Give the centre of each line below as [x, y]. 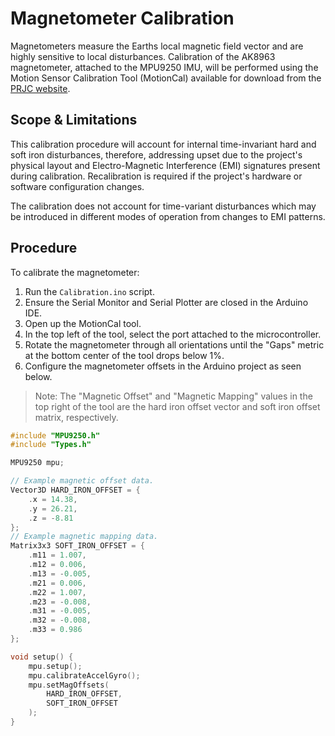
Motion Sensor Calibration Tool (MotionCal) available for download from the [166, 78]
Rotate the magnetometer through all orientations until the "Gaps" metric [174, 344]
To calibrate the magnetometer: [75, 272]
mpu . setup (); [55, 666]
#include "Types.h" [51, 445]
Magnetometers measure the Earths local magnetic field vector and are [157, 46]
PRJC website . [40, 88]
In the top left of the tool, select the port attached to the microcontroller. [173, 334]
